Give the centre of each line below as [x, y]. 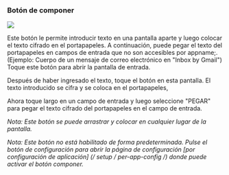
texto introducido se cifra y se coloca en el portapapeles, [88, 88]
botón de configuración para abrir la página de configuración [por [101, 150]
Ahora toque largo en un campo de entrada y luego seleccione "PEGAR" [109, 101]
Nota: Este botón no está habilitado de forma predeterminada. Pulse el [107, 142]
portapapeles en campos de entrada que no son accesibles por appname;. [112, 53]
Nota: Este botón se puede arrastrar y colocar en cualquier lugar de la [107, 121]
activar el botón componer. [45, 164]
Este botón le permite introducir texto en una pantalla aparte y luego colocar [115, 38]
